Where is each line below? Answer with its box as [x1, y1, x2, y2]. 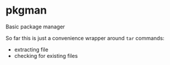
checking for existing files [14, 52, 78, 59]
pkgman [5, 4, 47, 17]
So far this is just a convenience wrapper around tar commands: [5, 34, 165, 41]
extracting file [14, 45, 49, 53]
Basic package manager [5, 23, 65, 30]
